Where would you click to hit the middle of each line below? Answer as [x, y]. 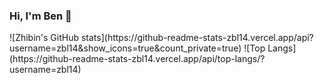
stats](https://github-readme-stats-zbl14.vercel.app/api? [197, 38]
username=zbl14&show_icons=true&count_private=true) [125, 48]
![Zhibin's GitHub [44, 38]
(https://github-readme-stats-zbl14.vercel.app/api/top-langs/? [137, 59]
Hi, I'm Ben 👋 [40, 16]
